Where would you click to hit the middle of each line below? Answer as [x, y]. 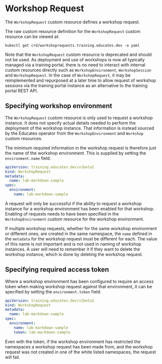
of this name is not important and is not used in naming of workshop [73, 244]
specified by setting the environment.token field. [53, 291]
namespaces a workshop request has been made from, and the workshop [79, 346]
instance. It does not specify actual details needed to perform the [70, 123]
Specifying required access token [57, 270]
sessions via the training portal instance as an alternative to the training [76, 85]
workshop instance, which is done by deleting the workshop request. [74, 254]
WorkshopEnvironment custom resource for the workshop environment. [75, 219]
